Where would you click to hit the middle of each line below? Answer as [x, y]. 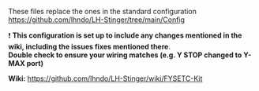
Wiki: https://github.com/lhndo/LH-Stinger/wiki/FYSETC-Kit [105, 78]
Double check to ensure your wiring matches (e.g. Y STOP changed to [125, 55]
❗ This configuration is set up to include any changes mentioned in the [125, 35]
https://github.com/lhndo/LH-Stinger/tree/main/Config [97, 20]
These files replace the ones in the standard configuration [103, 11]
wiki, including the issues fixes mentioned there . [90, 47]
